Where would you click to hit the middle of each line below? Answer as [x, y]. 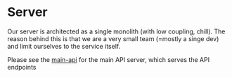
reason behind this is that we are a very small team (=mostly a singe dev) [113, 38]
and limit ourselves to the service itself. [64, 46]
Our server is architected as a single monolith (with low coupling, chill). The [116, 31]
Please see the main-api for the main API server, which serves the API [108, 59]
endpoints [22, 67]
